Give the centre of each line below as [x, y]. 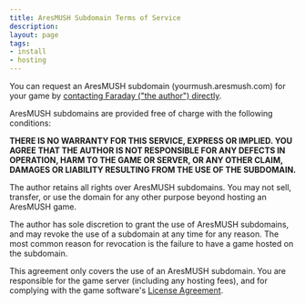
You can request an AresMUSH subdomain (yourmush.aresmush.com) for [147, 86]
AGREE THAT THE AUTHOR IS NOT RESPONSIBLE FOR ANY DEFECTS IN [147, 150]
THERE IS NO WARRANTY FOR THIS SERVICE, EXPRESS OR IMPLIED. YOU [151, 141]
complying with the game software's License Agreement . [117, 290]
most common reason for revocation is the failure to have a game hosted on [152, 244]
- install [28, 52]
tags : [20, 43]
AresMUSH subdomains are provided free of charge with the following [141, 113]
